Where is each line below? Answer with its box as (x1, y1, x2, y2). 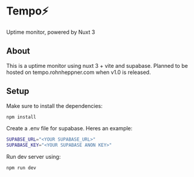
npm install (6, 114, 36, 120)
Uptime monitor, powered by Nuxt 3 (6, 28, 95, 36)
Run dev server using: (6, 153, 61, 161)
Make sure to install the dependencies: (6, 102, 103, 109)
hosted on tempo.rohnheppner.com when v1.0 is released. (6, 68, 151, 76)
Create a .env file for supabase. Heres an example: (6, 125, 133, 132)
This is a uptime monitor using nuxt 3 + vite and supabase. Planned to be (6, 62, 189, 69)
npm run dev (6, 165, 36, 171)
